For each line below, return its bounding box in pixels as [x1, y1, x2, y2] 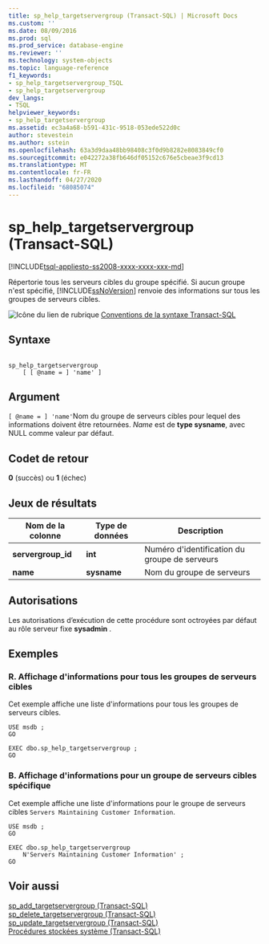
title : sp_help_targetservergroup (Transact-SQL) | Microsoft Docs [8, 11, 239, 20]
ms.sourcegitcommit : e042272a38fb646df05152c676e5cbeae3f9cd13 [8, 153, 224, 161]
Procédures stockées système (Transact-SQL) [8, 926, 162, 936]
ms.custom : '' [8, 19, 56, 27]
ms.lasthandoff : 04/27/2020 [8, 176, 102, 185]
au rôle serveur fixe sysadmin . [8, 624, 112, 633]
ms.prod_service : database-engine [8, 42, 124, 50]
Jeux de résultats [8, 496, 98, 510]
